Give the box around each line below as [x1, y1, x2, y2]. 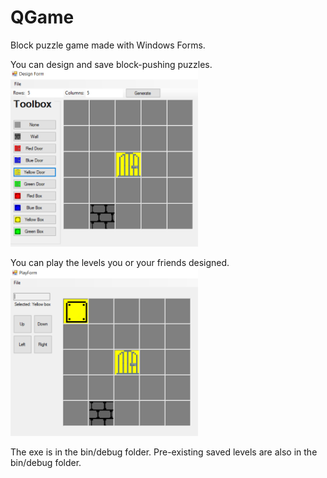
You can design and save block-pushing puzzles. [10, 58, 213, 70]
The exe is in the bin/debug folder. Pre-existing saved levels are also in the [10, 446, 318, 458]
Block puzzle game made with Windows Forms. [10, 39, 206, 51]
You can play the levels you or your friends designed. [10, 256, 230, 268]
